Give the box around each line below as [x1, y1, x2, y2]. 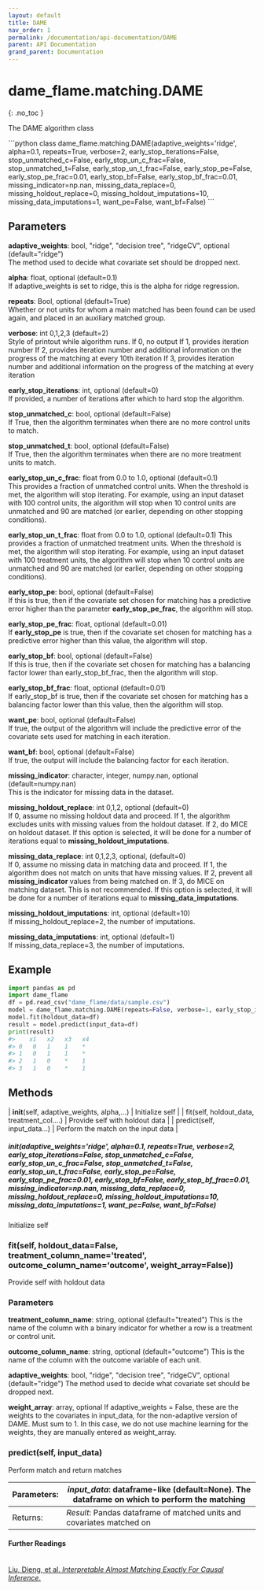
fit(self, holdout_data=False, [8, 1240, 119, 1251]
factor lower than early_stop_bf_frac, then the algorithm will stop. [8, 667, 218, 677]
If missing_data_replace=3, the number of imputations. [8, 940, 185, 949]
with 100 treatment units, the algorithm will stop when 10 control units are [8, 555, 245, 564]
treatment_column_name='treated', [8, 1249, 147, 1260]
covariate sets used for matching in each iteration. [8, 731, 170, 741]
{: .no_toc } [8, 108, 44, 117]
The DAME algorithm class [8, 123, 94, 132]
